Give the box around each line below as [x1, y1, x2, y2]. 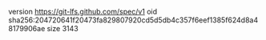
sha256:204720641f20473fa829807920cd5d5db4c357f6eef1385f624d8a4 [8, 15, 259, 25]
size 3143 [46, 24, 79, 33]
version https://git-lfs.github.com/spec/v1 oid [8, 7, 158, 16]
